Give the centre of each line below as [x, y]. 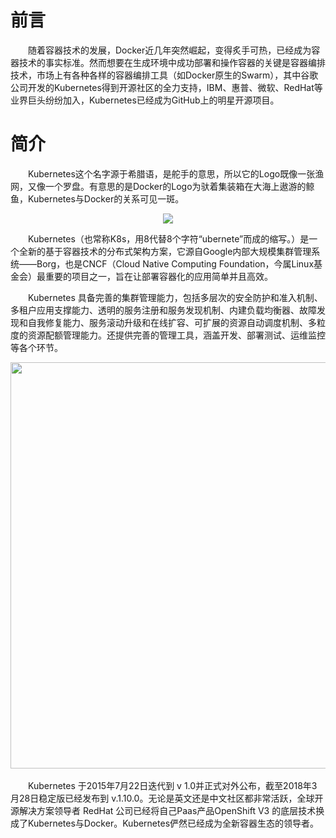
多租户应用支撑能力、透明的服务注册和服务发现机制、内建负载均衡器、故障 [163, 310]
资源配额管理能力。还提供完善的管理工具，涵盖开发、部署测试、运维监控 [176, 335]
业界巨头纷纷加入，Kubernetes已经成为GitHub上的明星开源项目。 [145, 100]
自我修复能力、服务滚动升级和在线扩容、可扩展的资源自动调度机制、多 [172, 322]
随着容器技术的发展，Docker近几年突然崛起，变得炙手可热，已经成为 [170, 50]
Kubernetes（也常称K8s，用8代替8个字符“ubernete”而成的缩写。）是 [169, 238]
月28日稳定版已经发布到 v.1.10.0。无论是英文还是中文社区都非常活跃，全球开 [167, 798]
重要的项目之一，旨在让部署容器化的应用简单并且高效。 [158, 276]
